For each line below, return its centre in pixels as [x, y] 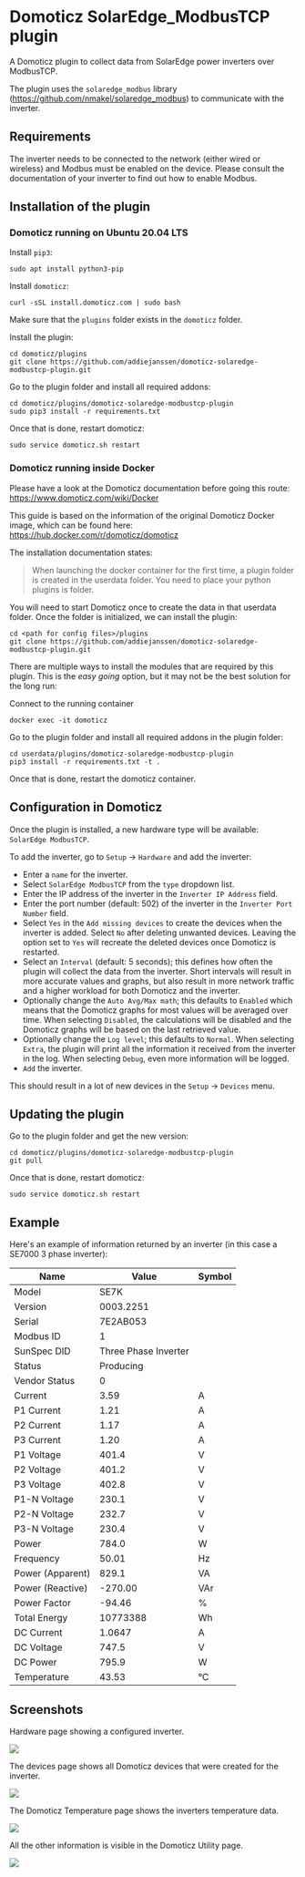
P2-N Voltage [44, 1514]
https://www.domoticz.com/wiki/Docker [84, 498]
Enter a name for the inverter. [75, 874]
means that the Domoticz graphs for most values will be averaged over [155, 1010]
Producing [121, 1366]
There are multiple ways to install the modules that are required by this [142, 666]
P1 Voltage [38, 1455]
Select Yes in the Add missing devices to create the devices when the [152, 923]
